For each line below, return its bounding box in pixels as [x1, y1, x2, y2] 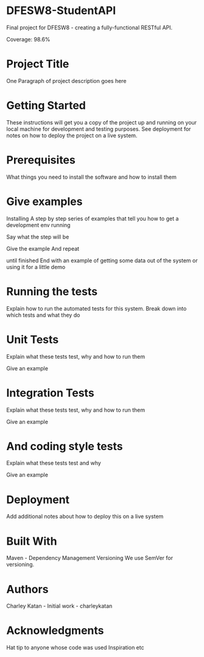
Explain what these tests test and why [6, 459, 102, 467]
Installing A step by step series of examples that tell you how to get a [6, 215, 179, 222]
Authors [6, 582, 49, 596]
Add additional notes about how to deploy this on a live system [6, 513, 164, 520]
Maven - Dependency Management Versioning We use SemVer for [6, 555, 174, 562]
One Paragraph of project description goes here [6, 77, 127, 84]
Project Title [6, 57, 69, 71]
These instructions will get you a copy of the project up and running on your [6, 118, 197, 126]
